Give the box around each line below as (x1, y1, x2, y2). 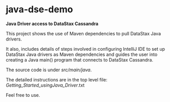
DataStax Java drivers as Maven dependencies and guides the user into (6, 51, 158, 57)
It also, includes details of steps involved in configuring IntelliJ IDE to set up (6, 46, 165, 52)
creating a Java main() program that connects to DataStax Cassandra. (6, 56, 154, 63)
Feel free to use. (6, 92, 40, 98)
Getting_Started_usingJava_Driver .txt (6, 82, 85, 88)
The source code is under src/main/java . (6, 67, 92, 73)
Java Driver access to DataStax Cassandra (6, 21, 99, 27)
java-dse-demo (6, 4, 73, 15)
